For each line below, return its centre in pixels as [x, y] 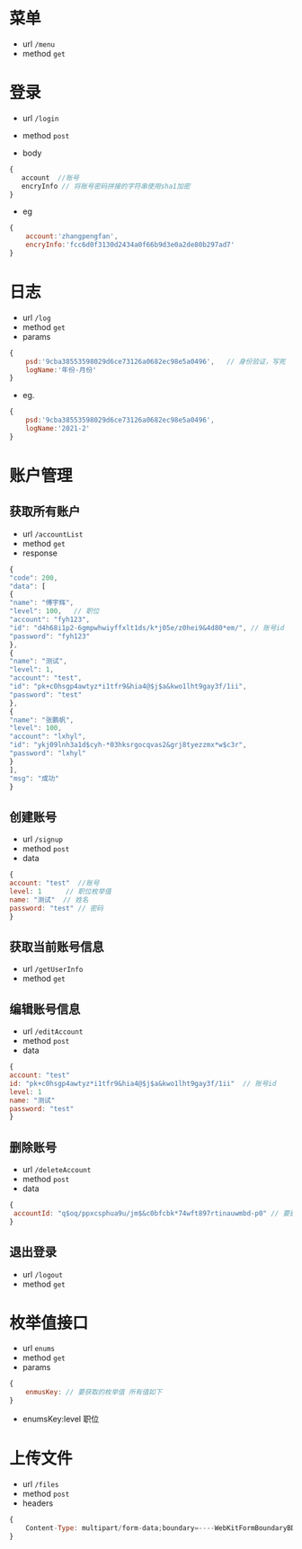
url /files [40, 1484]
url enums [39, 1349]
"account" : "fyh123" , [50, 620]
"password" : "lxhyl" [48, 753]
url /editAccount [53, 1031]
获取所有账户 [45, 512]
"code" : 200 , [34, 578]
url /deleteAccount [57, 1170]
